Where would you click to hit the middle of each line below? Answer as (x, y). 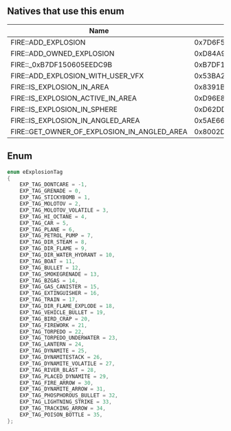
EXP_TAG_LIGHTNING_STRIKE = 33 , (66, 402)
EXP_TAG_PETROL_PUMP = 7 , (57, 236)
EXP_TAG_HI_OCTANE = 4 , (54, 217)
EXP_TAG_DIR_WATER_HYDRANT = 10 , (67, 255)
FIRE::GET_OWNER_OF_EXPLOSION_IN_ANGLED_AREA (99, 131)
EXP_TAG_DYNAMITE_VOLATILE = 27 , (67, 364)
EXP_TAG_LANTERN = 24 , (52, 344)
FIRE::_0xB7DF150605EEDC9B (62, 65)
